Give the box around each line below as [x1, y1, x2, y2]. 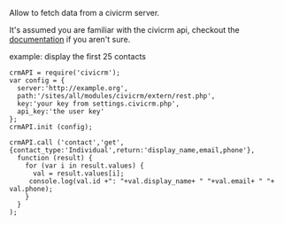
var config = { [9, 76, 65, 85]
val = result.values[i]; [32, 169, 125, 178]
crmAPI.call [9, 138, 53, 147]
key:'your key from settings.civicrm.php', [17, 99, 180, 108]
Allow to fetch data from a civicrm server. [9, 8, 160, 18]
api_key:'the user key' [17, 107, 104, 116]
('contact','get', [56, 138, 125, 147]
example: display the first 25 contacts [9, 51, 146, 61]
